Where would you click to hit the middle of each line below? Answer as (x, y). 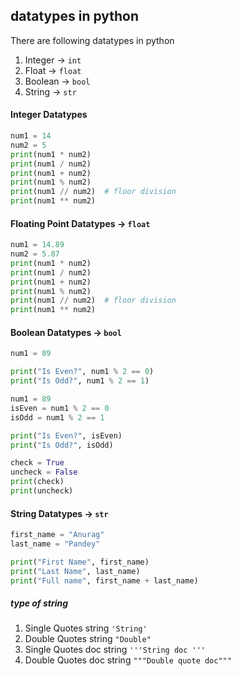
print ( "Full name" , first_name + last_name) (104, 580)
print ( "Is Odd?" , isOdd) (62, 445)
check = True (37, 463)
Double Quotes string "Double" (88, 639)
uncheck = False (44, 472)
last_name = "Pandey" (55, 544)
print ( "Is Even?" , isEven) (66, 435)
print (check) (37, 482)
